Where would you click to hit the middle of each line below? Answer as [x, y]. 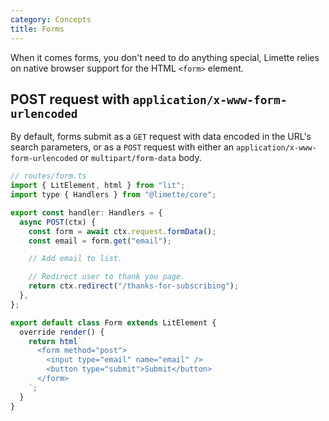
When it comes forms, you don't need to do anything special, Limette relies [165, 57]
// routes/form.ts [48, 176]
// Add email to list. [75, 259]
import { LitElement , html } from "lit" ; [98, 186]
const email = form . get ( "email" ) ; [100, 241]
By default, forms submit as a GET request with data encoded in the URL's [161, 137]
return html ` [55, 341]
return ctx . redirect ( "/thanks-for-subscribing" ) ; [134, 286]
